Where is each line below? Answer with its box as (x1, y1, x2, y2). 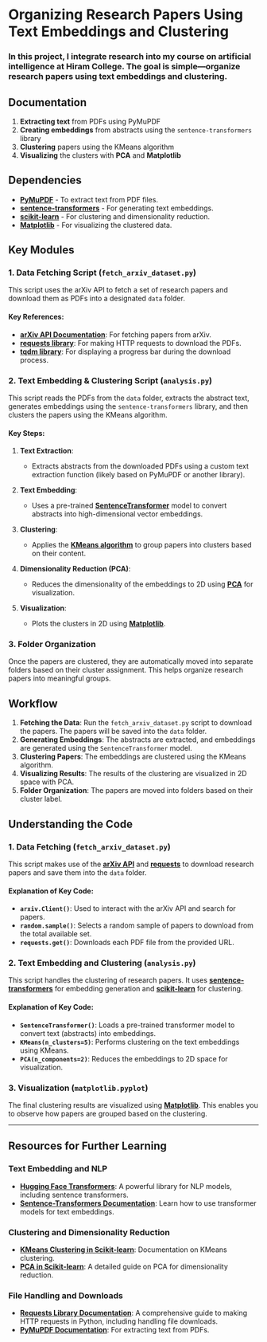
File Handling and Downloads (8, 1289, 123, 1301)
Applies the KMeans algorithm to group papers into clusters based (31, 540, 252, 550)
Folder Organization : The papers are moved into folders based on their (19, 786, 253, 795)
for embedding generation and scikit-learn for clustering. (54, 984, 243, 994)
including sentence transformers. (19, 1190, 129, 1199)
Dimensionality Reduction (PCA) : (19, 564, 131, 574)
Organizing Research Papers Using (8, 6, 244, 24)
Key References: (8, 312, 64, 322)
